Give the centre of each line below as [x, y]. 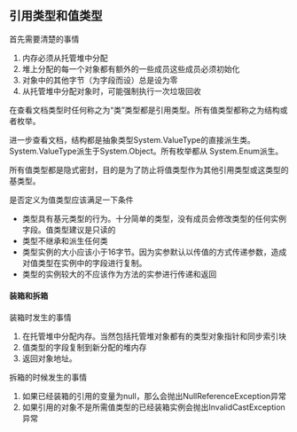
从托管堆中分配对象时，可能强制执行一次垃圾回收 [111, 90]
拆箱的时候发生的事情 [48, 377]
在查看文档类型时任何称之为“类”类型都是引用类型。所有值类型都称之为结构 [145, 110]
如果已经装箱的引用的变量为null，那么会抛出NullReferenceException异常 [154, 397]
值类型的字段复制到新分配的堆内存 [84, 348]
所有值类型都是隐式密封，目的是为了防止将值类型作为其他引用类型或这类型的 [149, 169]
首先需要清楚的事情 [44, 39]
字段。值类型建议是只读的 [69, 230]
